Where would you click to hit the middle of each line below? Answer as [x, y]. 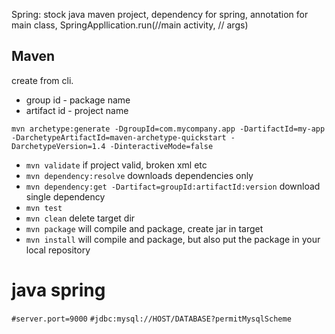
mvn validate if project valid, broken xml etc [116, 165]
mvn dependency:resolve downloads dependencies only [139, 175]
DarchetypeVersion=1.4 [58, 146]
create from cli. [42, 80]
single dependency [65, 196]
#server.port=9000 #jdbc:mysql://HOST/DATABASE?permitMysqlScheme [151, 319]
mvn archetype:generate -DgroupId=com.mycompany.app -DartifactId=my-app [168, 129]
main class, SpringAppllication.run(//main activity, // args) [130, 25]
